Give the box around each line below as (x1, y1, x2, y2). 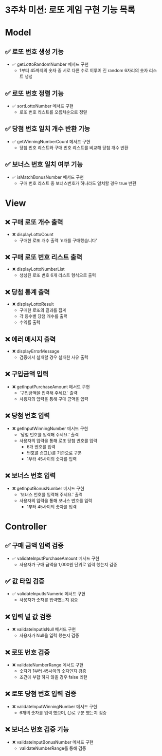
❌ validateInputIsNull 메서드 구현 (12, 627, 76, 632)
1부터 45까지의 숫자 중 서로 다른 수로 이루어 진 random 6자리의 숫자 (19, 68, 148, 74)
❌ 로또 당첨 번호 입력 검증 (5, 690, 77, 698)
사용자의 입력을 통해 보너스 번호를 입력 (19, 498, 92, 503)
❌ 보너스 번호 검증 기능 (5, 725, 69, 734)
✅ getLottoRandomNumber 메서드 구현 (12, 61, 89, 67)
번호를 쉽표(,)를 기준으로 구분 (26, 450, 82, 456)
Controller (5, 521, 47, 532)
